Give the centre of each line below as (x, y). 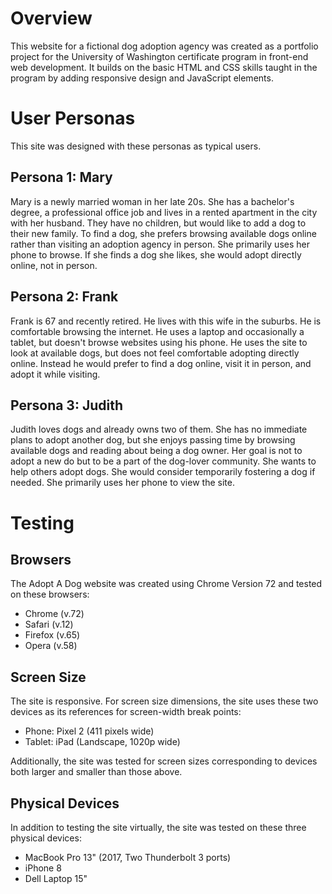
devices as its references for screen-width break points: (126, 712)
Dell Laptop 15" (56, 878)
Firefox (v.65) (52, 635)
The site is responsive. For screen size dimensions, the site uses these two (164, 701)
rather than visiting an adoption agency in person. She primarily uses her (160, 244)
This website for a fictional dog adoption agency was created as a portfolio (164, 46)
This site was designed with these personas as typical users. (136, 146)
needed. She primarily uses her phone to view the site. (122, 483)
